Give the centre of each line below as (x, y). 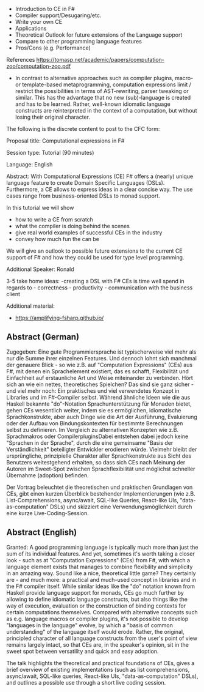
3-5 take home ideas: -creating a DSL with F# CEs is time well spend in (95, 281)
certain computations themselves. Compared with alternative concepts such (102, 612)
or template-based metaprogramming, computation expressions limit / (103, 84)
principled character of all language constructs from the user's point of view (102, 638)
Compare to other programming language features (78, 41)
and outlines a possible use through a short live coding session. (86, 682)
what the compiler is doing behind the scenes (72, 226)
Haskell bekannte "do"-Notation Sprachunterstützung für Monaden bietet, (99, 404)
